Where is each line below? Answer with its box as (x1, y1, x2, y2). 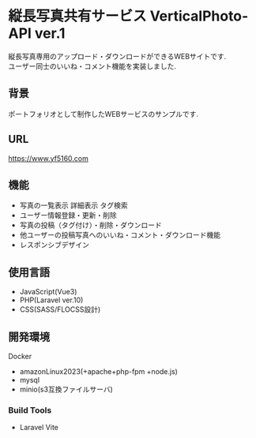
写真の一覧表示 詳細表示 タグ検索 (19, 200, 128, 210)
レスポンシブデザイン (19, 240, 89, 249)
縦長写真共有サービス (8, 7, 148, 25)
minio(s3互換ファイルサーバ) (19, 384, 113, 394)
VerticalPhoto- (149, 7, 249, 25)
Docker (8, 352, 32, 361)
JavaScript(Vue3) (19, 287, 77, 297)
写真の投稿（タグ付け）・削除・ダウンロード (19, 220, 162, 230)
